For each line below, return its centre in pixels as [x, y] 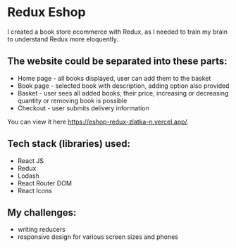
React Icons [35, 190]
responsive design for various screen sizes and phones [98, 237]
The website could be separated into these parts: [117, 61]
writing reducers [41, 230]
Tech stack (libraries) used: [69, 144]
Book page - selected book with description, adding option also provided [123, 86]
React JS [31, 161]
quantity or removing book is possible [72, 100]
